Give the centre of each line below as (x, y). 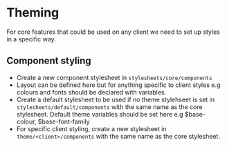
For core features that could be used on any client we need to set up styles (113, 32)
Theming (33, 13)
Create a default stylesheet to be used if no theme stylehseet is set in (116, 99)
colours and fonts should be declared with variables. (91, 92)
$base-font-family (64, 121)
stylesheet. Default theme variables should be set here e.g (100, 114)
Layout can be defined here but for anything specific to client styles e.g (118, 85)
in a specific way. (31, 39)
